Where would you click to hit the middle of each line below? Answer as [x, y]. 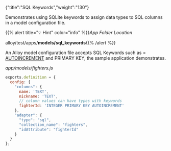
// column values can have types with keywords [70, 101]
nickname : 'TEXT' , [38, 96]
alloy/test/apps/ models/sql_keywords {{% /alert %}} [60, 43]
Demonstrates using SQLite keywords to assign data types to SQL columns [84, 17]
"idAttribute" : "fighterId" [49, 130]
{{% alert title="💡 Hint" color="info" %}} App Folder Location [69, 32]
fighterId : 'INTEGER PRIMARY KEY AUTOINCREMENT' [71, 106]
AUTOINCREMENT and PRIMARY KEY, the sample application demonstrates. [86, 58]
